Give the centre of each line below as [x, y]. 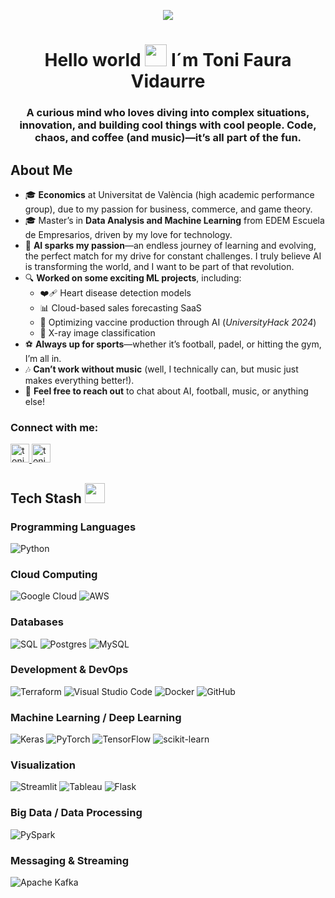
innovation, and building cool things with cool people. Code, [168, 125]
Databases [37, 622]
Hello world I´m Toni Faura [168, 60]
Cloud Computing [54, 574]
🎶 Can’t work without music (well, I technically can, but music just [161, 369]
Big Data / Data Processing [76, 813]
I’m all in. [43, 358]
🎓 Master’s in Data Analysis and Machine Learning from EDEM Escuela [174, 220]
